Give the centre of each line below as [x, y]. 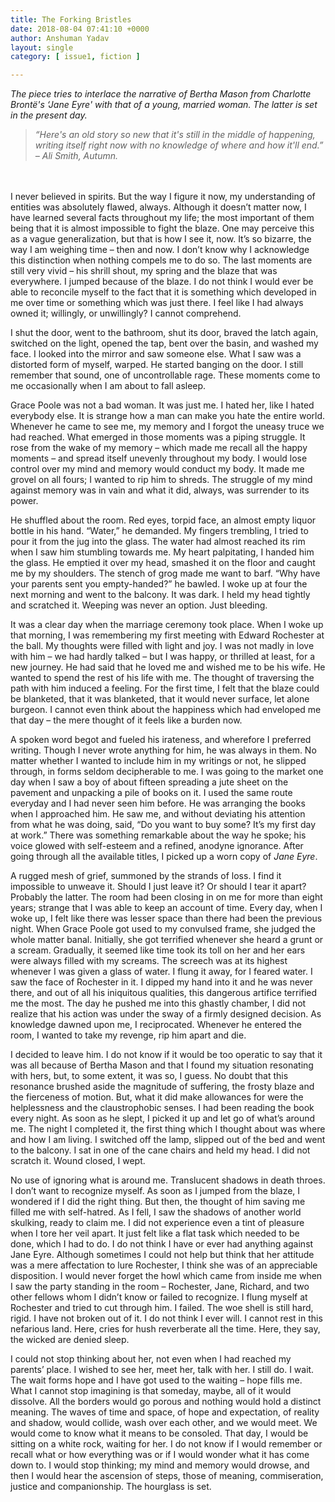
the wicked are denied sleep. [70, 1340]
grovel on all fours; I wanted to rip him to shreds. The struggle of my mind [161, 480]
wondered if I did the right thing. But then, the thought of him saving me [158, 1202]
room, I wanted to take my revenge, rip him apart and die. [128, 1035]
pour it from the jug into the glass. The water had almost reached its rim [158, 542]
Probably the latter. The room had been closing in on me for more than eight [166, 897]
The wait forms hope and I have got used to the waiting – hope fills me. [156, 1380]
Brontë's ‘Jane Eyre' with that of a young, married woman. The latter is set [164, 105]
